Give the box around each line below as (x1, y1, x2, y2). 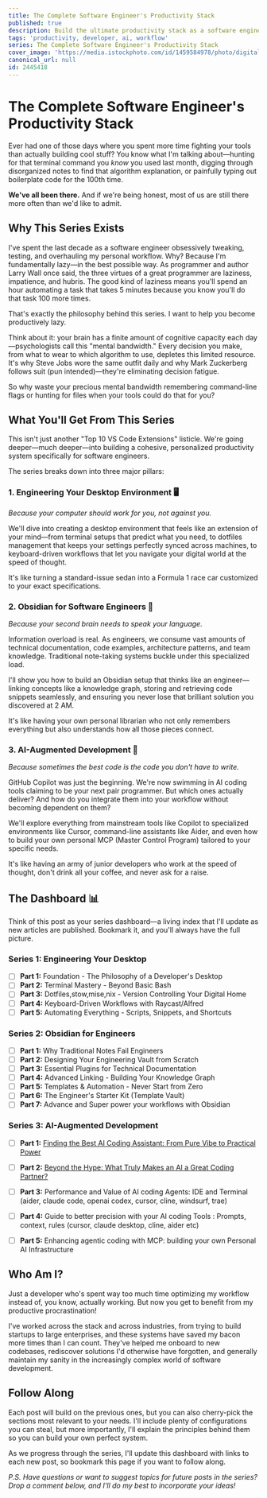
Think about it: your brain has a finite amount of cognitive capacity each (8, 332, 244, 342)
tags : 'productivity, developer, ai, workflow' (8, 33, 169, 42)
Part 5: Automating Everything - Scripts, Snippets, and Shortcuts (19, 1007, 232, 1017)
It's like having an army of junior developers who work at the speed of (8, 860, 237, 869)
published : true (8, 19, 62, 27)
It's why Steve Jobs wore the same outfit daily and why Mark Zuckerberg (8, 358, 248, 367)
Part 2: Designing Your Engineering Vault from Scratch (19, 1054, 199, 1064)
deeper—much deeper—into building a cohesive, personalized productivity (8, 443, 254, 452)
